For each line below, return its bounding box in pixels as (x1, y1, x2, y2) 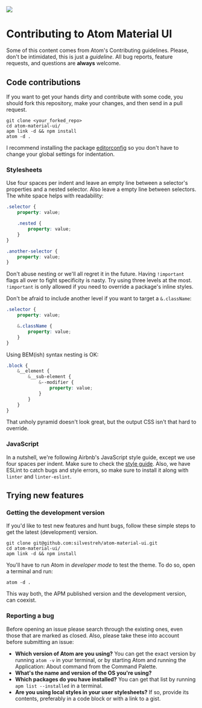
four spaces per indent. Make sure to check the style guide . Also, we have (6, 460, 191, 467)
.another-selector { (6, 248, 58, 254)
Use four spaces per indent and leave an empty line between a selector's (6, 179, 188, 187)
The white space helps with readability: (6, 192, 104, 199)
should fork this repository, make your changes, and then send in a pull (6, 100, 183, 107)
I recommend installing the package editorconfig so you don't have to (6, 144, 179, 152)
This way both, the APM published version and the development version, (6, 590, 187, 597)
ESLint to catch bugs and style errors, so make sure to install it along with (6, 466, 189, 474)
